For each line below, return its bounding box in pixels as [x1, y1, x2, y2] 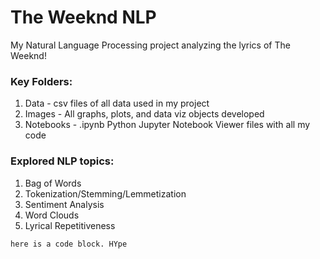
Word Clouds [24, 209, 80, 221]
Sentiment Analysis [24, 198, 105, 210]
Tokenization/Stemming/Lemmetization [24, 187, 187, 200]
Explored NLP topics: [10, 154, 115, 168]
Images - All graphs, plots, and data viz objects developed [24, 108, 265, 120]
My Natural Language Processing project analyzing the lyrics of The [10, 39, 291, 51]
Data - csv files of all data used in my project [24, 97, 210, 110]
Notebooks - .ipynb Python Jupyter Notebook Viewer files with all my [24, 119, 311, 131]
